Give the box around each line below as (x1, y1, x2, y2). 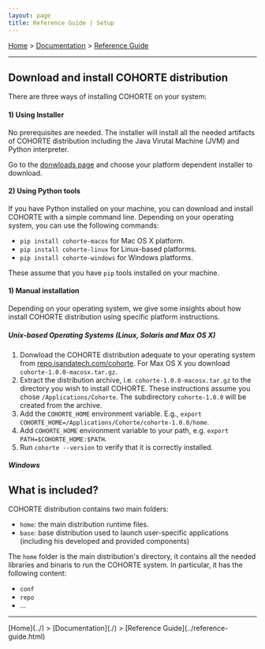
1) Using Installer (8, 110, 65, 119)
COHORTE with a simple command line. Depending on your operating (8, 212, 234, 221)
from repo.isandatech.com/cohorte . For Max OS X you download (19, 358, 230, 368)
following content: (8, 568, 67, 578)
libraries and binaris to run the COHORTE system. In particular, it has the (8, 560, 243, 570)
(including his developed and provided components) (19, 537, 190, 546)
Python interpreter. (8, 144, 69, 154)
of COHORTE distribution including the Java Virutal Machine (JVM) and (8, 136, 240, 145)
